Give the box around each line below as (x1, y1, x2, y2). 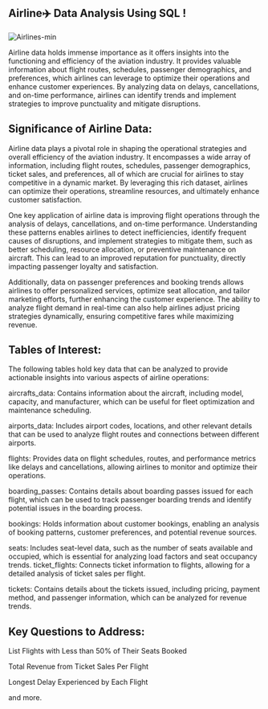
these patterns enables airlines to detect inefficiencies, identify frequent (8, 227, 247, 237)
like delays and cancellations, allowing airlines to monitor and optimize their (8, 462, 258, 472)
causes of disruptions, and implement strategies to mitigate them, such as (8, 236, 253, 245)
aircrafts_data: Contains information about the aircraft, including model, (8, 388, 244, 398)
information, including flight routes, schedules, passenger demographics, (8, 160, 251, 170)
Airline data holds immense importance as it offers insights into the (8, 47, 229, 57)
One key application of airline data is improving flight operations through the (8, 210, 260, 219)
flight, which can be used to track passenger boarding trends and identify (8, 495, 252, 505)
